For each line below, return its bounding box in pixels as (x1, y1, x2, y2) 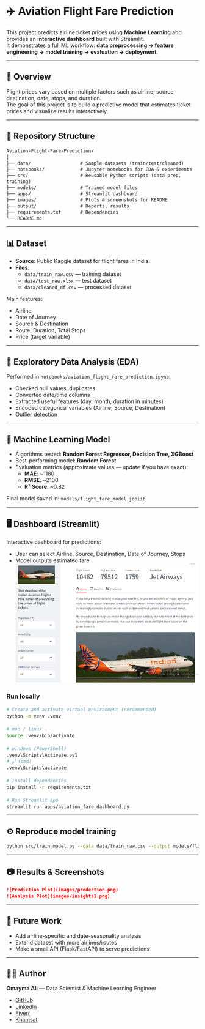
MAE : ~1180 (24, 470, 55, 477)
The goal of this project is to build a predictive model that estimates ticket (6, 101, 191, 108)
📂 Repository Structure (6, 131, 95, 141)
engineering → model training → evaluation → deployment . (6, 48, 159, 55)
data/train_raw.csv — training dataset (24, 270, 121, 278)
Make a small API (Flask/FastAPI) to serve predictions (15, 945, 150, 953)
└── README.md (6, 215, 43, 221)
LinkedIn (15, 1003, 37, 1011)
